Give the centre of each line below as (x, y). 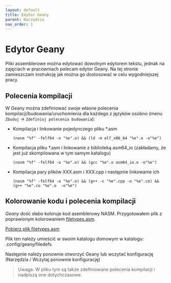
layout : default (22, 10)
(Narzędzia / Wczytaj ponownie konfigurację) (53, 259)
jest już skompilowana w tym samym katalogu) (62, 153)
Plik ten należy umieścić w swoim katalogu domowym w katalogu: (75, 239)
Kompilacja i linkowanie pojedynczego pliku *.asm (65, 129)
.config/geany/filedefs (29, 244)
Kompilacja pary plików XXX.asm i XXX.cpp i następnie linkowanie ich (86, 172)
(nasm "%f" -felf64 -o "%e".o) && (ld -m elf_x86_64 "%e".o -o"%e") (87, 138)
